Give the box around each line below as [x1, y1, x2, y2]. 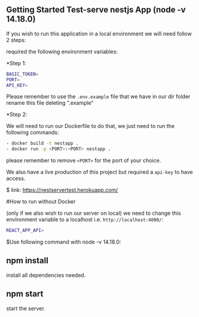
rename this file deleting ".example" [6, 99, 94, 106]
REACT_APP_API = [6, 227, 44, 234]
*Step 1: [6, 59, 26, 66]
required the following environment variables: [6, 48, 118, 55]
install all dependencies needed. [6, 272, 86, 279]
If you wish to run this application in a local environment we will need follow [6, 30, 192, 37]
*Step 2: [6, 111, 27, 118]
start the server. [6, 304, 46, 312]
